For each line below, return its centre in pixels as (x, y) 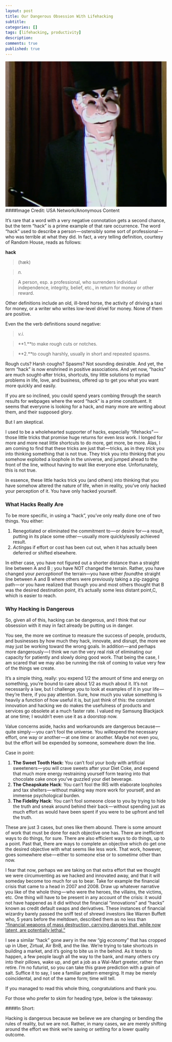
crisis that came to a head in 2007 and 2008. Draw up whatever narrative (82, 887)
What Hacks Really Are (35, 504)
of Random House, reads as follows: (44, 242)
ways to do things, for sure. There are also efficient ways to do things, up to (85, 838)
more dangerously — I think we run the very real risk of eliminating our (79, 652)
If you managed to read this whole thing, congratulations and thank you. (81, 989)
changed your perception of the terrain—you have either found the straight (83, 573)
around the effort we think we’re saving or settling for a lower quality (77, 1029)
